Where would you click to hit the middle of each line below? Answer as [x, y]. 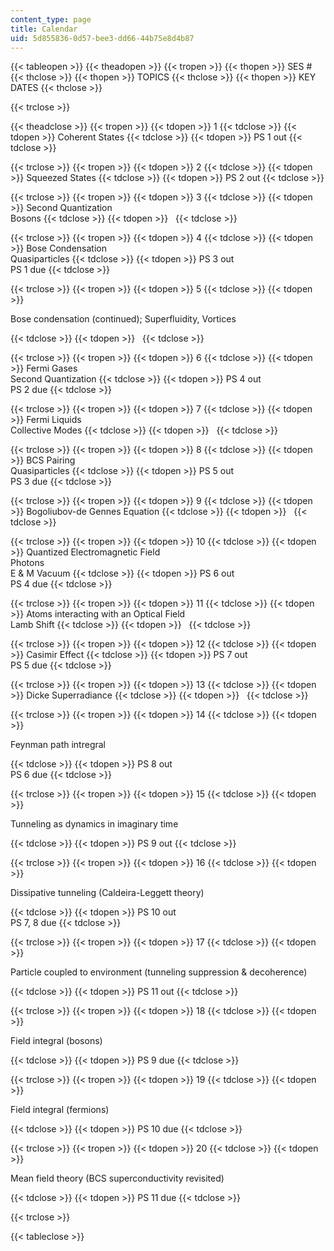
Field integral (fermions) [60, 1110]
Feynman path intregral [58, 745]
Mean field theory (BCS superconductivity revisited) [117, 1178]
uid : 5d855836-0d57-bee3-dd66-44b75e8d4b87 [102, 38]
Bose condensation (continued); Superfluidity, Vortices [123, 319]
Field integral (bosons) [56, 1041]
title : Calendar [44, 29]
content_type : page [51, 19]
